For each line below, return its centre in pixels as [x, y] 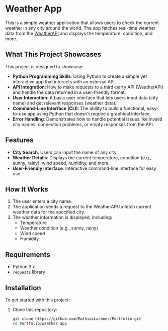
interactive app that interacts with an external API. [64, 81]
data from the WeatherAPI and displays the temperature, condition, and [79, 33]
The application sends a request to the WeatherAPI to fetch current [82, 207]
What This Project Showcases [53, 54]
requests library [29, 272]
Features [19, 140]
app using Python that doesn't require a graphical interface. [89, 114]
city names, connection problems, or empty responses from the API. [83, 124]
